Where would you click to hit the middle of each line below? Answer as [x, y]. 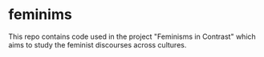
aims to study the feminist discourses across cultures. [97, 44]
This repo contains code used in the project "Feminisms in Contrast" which [132, 36]
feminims [40, 15]
